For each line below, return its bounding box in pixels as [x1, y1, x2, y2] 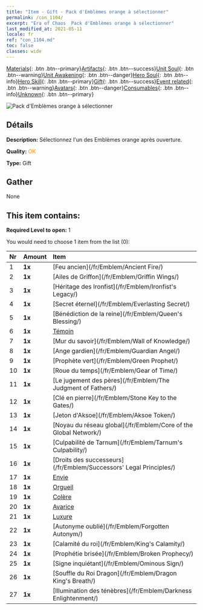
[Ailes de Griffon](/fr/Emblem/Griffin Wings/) [52, 273, 179, 281]
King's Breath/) [52, 577, 95, 585]
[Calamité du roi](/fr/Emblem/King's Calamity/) [52, 540, 185, 548]
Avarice [52, 503, 74, 511]
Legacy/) [52, 290, 78, 298]
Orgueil [52, 483, 74, 491]
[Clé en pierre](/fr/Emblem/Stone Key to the [52, 394, 177, 402]
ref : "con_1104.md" [6, 37, 56, 43]
